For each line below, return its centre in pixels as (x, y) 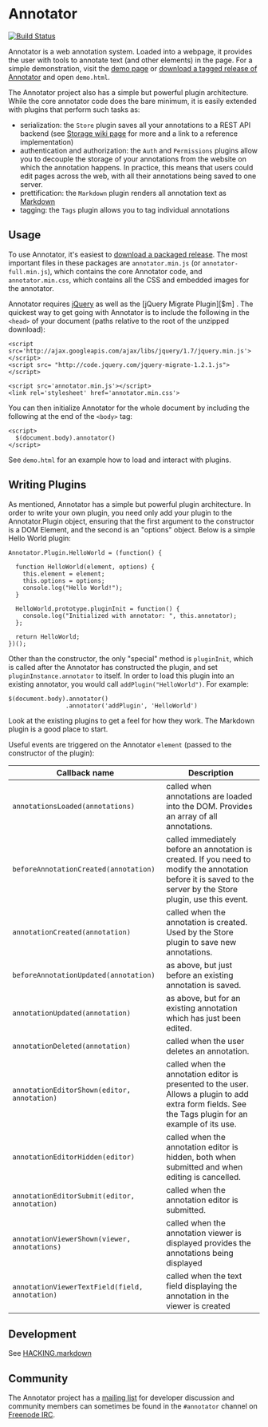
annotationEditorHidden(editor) (74, 1157)
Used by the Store (200, 932)
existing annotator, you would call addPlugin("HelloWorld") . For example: (128, 684)
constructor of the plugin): (51, 753)
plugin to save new (201, 942)
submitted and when (205, 1166)
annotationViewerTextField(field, (78, 1287)
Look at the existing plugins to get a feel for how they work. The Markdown (132, 720)
